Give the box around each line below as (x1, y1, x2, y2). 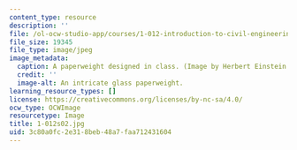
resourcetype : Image (9, 111, 86, 120)
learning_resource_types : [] (9, 86, 117, 95)
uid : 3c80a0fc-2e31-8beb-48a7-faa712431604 (9, 128, 172, 137)
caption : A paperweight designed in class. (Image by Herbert (17, 63, 251, 71)
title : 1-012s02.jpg (9, 120, 86, 129)
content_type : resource (9, 12, 97, 22)
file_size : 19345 (9, 37, 73, 47)
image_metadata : (9, 54, 69, 63)
